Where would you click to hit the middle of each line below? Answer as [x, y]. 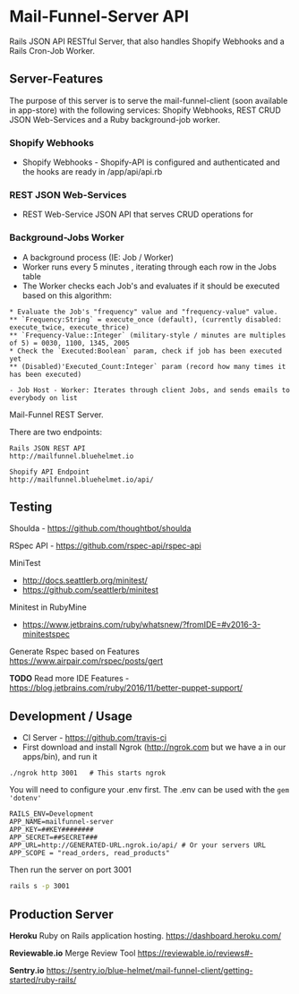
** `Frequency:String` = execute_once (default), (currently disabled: [145, 320]
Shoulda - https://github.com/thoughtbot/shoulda [100, 528]
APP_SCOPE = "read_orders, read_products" [90, 853]
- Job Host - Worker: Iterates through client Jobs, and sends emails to [150, 390]
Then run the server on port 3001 [70, 870]
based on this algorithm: [67, 295]
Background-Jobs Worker [67, 237]
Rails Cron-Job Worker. [52, 50]
